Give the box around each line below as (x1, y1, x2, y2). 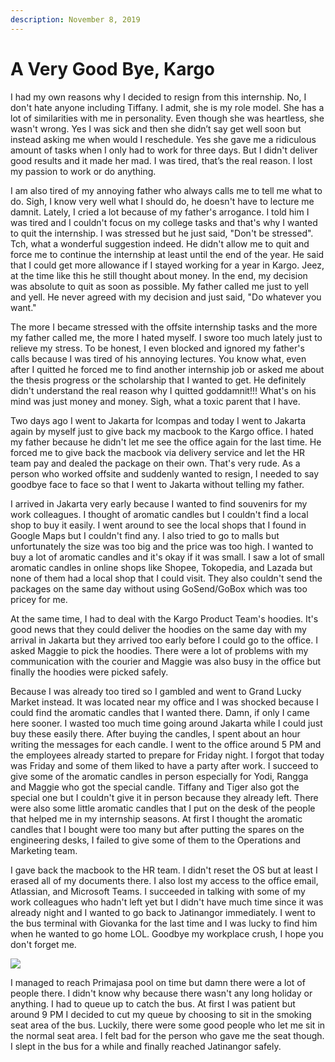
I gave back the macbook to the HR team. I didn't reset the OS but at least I (10, 864, 318, 876)
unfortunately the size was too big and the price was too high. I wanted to (10, 540, 314, 552)
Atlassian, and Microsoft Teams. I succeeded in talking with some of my (10, 885, 306, 897)
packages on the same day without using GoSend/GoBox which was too (10, 582, 308, 595)
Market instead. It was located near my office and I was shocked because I (10, 696, 319, 708)
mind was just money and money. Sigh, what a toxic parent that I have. (10, 395, 301, 407)
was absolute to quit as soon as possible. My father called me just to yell (10, 280, 309, 292)
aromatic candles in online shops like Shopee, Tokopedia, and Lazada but (10, 561, 313, 573)
